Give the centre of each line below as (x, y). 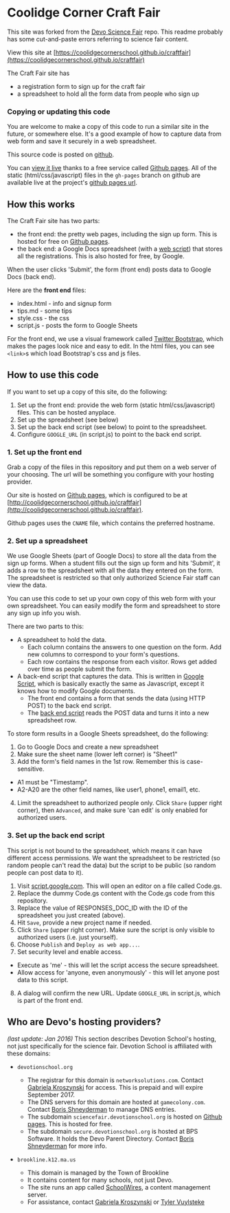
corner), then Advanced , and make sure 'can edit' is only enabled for (112, 810)
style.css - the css (43, 318)
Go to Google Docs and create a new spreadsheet (88, 747)
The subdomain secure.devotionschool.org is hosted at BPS (113, 1131)
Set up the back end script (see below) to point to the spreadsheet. (112, 427)
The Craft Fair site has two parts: (54, 221)
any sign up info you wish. (44, 613)
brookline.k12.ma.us (46, 1160)
